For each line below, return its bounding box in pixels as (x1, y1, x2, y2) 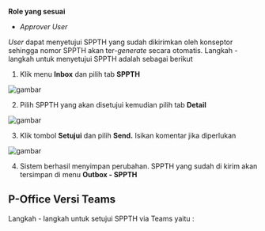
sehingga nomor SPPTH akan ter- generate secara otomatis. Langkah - (8, 46, 238, 55)
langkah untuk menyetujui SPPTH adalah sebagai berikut (8, 55, 193, 63)
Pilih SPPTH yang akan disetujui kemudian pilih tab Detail (19, 100, 207, 109)
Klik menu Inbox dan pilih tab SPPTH (19, 70, 141, 78)
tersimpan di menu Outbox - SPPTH (19, 170, 138, 179)
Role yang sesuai (8, 7, 66, 16)
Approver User (19, 22, 68, 31)
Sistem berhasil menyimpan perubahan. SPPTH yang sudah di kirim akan (19, 161, 258, 171)
